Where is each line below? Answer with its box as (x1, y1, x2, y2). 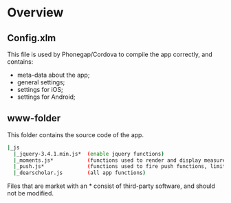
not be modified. (7, 189, 54, 198)
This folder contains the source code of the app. (7, 130, 144, 139)
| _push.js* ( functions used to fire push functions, (13, 163, 208, 170)
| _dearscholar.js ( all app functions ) (13, 169, 146, 176)
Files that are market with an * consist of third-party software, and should (7, 182, 215, 190)
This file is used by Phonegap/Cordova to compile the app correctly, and (7, 50, 213, 58)
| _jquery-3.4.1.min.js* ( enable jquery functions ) (13, 150, 165, 157)
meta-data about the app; (16, 71, 90, 79)
